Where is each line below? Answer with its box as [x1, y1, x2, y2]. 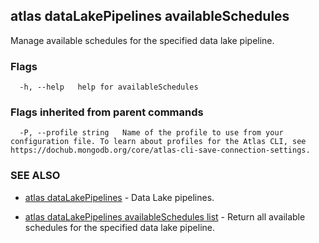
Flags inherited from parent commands [10, 105, 204, 119]
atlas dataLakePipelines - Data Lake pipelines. [24, 191, 215, 203]
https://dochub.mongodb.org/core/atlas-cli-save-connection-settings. [10, 145, 311, 156]
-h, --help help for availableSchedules [19, 82, 199, 93]
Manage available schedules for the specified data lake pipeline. [10, 34, 275, 46]
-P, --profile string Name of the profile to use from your [19, 128, 284, 138]
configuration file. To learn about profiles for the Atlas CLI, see [10, 137, 307, 147]
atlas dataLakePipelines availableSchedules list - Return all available [24, 210, 306, 223]
